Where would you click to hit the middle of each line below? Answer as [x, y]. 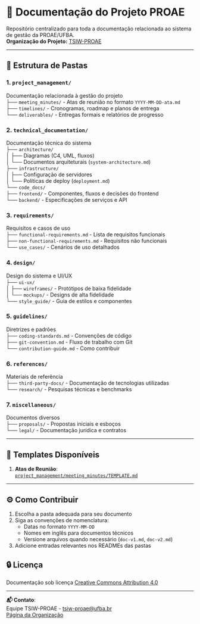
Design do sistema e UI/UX [39, 276]
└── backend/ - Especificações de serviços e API [67, 199]
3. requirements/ [30, 215]
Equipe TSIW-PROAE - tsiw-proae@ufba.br [59, 608]
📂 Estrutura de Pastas [47, 66]
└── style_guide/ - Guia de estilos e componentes [69, 301]
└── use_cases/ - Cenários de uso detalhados [63, 247]
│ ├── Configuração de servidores [49, 174]
